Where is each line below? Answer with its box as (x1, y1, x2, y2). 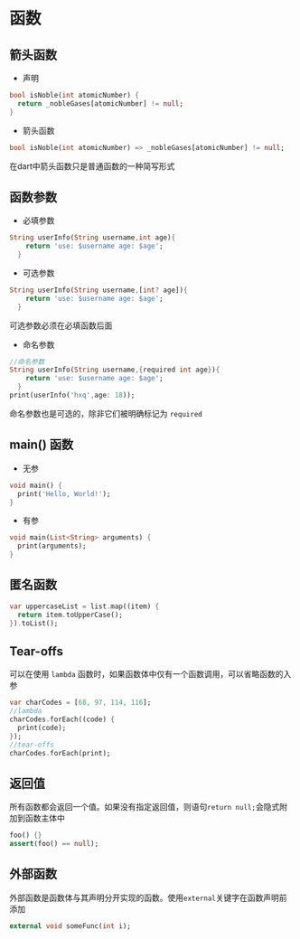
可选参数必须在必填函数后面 (9, 320, 113, 331)
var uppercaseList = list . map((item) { (9, 602, 160, 611)
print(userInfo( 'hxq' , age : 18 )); (9, 390, 136, 400)
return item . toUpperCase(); (17, 610, 124, 619)
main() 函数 (9, 437, 74, 453)
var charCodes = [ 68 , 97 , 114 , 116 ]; (9, 698, 152, 708)
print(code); (17, 723, 67, 732)
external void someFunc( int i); (9, 921, 131, 931)
